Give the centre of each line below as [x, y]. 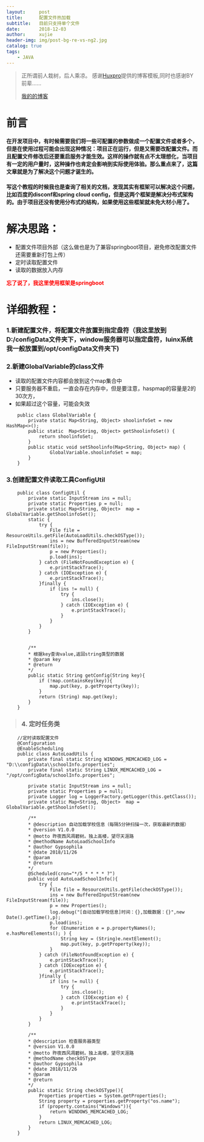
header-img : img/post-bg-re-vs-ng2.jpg [57, 40]
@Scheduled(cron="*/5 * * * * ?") [72, 873]
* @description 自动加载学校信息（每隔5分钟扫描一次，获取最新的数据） [109, 824]
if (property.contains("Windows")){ [85, 1106]
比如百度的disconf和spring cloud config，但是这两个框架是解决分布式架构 [100, 194]
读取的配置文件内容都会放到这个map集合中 [69, 381]
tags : [13, 52]
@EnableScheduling [40, 748]
